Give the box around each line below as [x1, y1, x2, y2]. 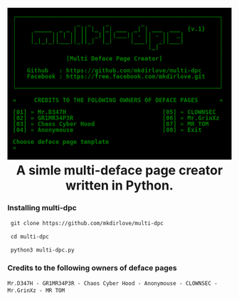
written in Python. [65, 177, 174, 193]
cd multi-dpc [10, 233, 50, 240]
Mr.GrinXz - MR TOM [7, 287, 65, 294]
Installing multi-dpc [7, 202, 77, 212]
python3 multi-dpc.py [10, 246, 75, 254]
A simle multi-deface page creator [16, 162, 223, 178]
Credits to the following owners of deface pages [7, 263, 177, 273]
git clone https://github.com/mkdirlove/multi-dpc [10, 219, 164, 227]
